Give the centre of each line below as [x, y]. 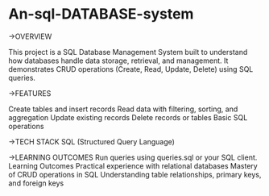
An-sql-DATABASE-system [101, 14]
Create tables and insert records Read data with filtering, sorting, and [123, 109]
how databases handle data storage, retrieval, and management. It [118, 60]
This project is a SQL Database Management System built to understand [128, 52]
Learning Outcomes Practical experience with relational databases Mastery [133, 165]
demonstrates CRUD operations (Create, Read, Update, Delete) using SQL [131, 69]
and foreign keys [36, 183]
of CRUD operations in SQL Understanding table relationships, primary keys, [135, 174]
